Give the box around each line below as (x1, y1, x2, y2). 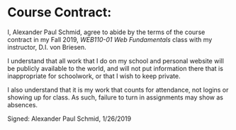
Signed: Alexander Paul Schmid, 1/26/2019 (7, 114, 132, 123)
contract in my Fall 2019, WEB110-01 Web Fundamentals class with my (7, 35, 213, 43)
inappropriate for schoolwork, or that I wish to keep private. (7, 72, 181, 80)
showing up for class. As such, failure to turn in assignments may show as (7, 93, 224, 102)
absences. (7, 100, 38, 109)
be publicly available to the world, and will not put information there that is (7, 64, 223, 72)
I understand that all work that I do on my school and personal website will (7, 56, 225, 65)
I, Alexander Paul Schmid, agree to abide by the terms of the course (7, 28, 206, 36)
